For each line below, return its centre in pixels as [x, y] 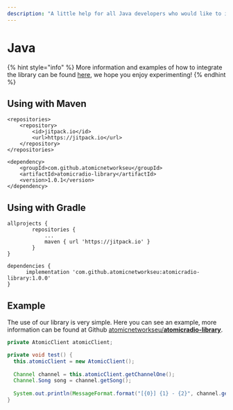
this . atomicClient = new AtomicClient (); [74, 361]
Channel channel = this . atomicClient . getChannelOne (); [94, 374]
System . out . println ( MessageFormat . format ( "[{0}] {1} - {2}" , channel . [118, 394]
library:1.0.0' [29, 278]
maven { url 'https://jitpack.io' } [97, 242]
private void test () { [40, 355]
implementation [48, 272]
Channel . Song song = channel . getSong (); [72, 381]
